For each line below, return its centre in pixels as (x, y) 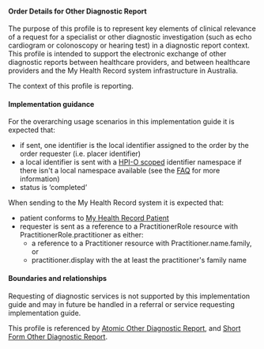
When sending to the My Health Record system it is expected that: (116, 203)
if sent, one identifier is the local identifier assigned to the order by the (134, 146)
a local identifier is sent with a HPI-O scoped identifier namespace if (131, 162)
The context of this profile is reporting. (71, 86)
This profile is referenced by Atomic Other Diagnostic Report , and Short (124, 328)
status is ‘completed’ (53, 188)
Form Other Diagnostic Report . (58, 336)
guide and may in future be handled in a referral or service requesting (121, 304)
